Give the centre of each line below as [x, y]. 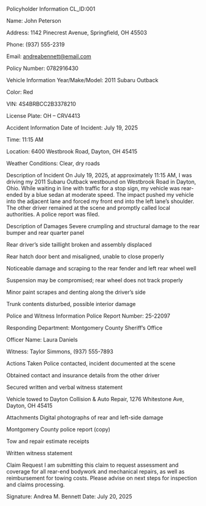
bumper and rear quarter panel [45, 233]
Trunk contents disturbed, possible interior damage [71, 304]
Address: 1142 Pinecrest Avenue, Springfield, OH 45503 [77, 33]
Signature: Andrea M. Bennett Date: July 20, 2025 [69, 496]
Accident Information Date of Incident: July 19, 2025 [72, 128]
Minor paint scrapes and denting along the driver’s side [76, 292]
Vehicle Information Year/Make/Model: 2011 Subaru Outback [82, 80]
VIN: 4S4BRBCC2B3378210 [41, 104]
